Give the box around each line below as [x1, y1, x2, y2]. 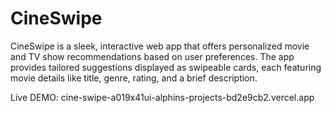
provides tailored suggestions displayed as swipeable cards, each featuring [10, 61, 322, 73]
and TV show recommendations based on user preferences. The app [10, 50, 295, 62]
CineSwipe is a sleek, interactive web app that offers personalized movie [10, 40, 310, 52]
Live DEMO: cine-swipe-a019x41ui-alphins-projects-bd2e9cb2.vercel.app [10, 91, 315, 103]
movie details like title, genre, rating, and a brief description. [10, 72, 258, 84]
